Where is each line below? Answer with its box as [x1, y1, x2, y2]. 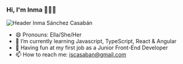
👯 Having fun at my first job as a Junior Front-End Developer [15, 44, 168, 51]
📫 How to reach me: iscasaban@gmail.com [15, 51, 127, 59]
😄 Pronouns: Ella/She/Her [15, 31, 82, 38]
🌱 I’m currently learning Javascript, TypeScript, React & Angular [15, 38, 177, 45]
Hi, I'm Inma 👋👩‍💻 [6, 5, 56, 14]
